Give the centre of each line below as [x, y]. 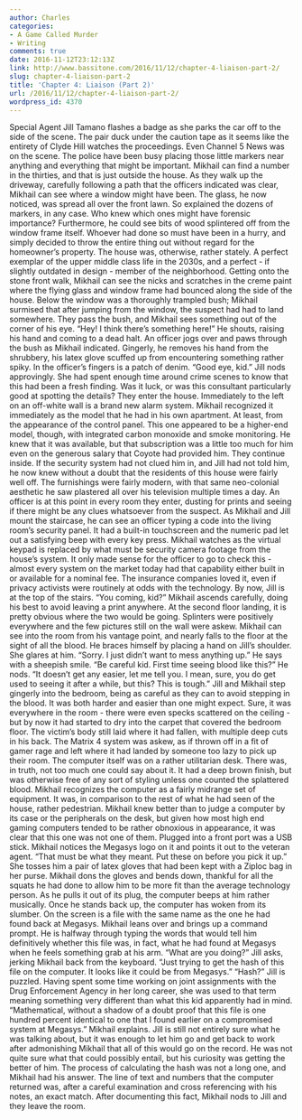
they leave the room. [47, 1106]
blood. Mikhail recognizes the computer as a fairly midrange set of [133, 789]
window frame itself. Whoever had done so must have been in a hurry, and [148, 233]
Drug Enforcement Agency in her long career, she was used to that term [143, 991]
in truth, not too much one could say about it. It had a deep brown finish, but [151, 770]
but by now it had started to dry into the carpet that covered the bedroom [146, 723]
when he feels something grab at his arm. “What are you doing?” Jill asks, [146, 953]
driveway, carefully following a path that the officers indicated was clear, [144, 185]
